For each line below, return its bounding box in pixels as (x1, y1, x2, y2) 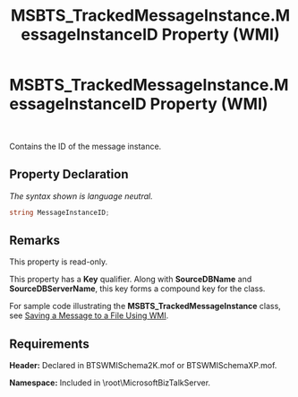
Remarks (9, 233, 61, 248)
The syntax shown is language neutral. (9, 190, 154, 202)
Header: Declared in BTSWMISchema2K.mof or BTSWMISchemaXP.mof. (9, 360, 277, 371)
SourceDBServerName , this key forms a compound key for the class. (9, 283, 266, 294)
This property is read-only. (9, 256, 108, 267)
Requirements (9, 336, 89, 351)
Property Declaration (9, 167, 129, 182)
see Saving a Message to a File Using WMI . (9, 310, 169, 321)
